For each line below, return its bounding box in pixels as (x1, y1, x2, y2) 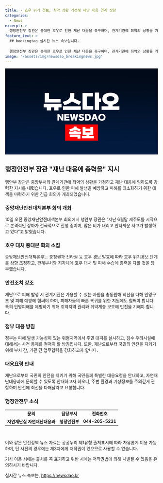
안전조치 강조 (5, 280, 34, 286)
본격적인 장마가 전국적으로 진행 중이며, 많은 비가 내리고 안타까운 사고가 (10, 223, 144, 229)
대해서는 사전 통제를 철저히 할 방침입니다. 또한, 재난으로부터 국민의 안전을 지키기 (5, 341, 157, 347)
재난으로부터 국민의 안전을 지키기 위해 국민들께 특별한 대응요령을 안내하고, (5, 373, 145, 378)
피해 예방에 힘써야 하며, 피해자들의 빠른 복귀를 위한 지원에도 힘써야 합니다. (15, 297, 155, 304)
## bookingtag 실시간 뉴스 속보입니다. (9, 39, 80, 44)
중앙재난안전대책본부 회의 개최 (5, 204, 72, 211)
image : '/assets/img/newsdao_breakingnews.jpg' (5, 54, 103, 59)
